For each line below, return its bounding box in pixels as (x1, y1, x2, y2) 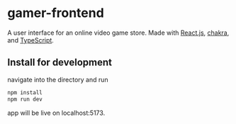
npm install (7, 89, 43, 96)
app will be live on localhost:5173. (7, 108, 106, 117)
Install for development (7, 57, 112, 69)
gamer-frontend (7, 5, 104, 21)
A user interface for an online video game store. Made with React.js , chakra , (7, 28, 230, 37)
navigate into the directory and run (7, 75, 108, 84)
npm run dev (7, 96, 43, 103)
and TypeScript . (7, 35, 55, 44)
